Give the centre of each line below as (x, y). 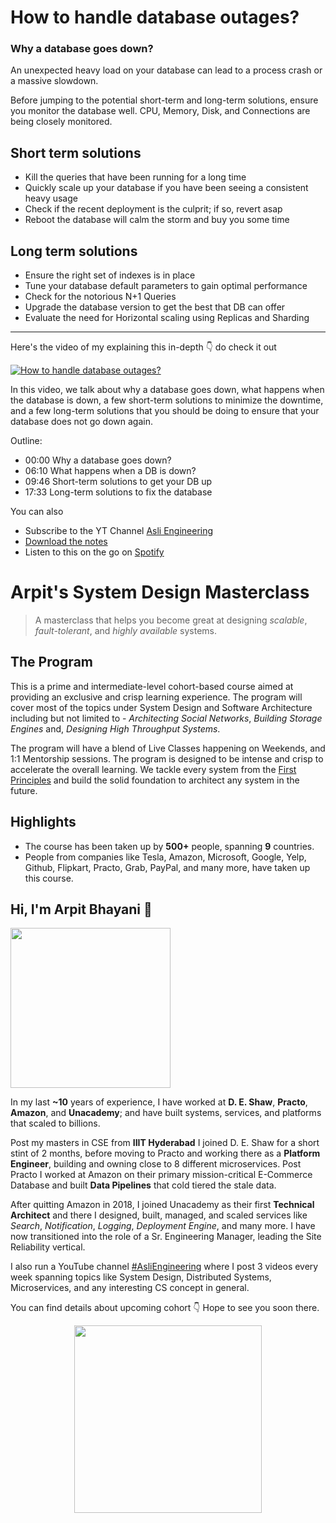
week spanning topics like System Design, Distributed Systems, (141, 1277)
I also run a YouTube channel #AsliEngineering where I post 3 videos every (164, 1267)
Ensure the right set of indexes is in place (110, 275)
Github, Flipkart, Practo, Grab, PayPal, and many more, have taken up (167, 867)
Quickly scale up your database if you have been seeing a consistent (166, 188)
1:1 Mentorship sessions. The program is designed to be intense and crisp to (167, 758)
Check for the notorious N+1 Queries (100, 297)
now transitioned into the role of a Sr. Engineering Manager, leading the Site (166, 1237)
